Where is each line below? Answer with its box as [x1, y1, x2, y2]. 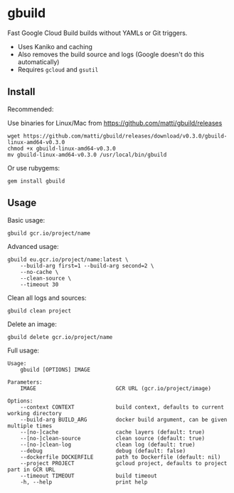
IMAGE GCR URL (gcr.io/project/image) [20, 385, 212, 392]
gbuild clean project [7, 307, 72, 315]
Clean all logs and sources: [7, 293, 87, 302]
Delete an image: [7, 320, 57, 328]
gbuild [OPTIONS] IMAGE [20, 366, 91, 373]
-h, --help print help [20, 478, 148, 486]
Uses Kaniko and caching [17, 42, 92, 51]
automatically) [17, 57, 60, 66]
